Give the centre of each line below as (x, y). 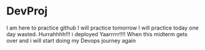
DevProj (27, 11)
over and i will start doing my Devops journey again (71, 40)
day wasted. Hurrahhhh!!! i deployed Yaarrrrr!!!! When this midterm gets (97, 34)
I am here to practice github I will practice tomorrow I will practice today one (102, 28)
